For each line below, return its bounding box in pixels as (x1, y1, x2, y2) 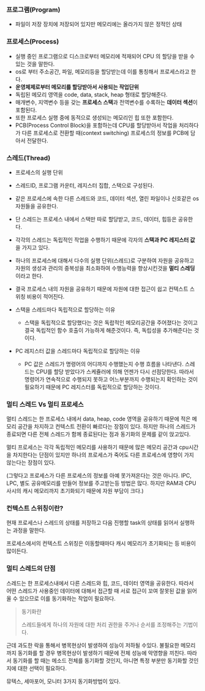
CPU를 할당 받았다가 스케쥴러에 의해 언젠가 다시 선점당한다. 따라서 (35, 368, 195, 375)
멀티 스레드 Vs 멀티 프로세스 (6, 400, 84, 408)
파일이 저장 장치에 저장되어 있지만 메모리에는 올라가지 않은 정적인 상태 (15, 20, 182, 28)
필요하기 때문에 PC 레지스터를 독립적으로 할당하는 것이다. (24, 383, 161, 391)
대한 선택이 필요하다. (17, 664, 67, 672)
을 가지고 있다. (15, 243, 50, 251)
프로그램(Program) (6, 5, 61, 13)
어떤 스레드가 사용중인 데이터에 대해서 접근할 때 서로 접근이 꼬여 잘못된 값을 (6, 587, 186, 594)
